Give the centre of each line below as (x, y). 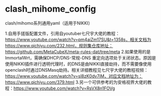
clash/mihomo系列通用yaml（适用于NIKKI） (49, 23)
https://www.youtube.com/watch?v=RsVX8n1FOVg (64, 88)
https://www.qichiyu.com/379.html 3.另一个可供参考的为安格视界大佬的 (76, 82)
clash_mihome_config (51, 9)
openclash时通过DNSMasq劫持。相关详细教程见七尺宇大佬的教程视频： (77, 70)
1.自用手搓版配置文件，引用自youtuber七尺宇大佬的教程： (63, 33)
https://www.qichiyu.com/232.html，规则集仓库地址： (59, 45)
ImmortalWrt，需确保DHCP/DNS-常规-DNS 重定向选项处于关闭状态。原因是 (81, 58)
